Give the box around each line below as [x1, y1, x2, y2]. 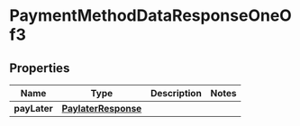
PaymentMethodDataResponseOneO [9, 5, 293, 26]
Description [150, 87, 203, 99]
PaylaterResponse [61, 103, 142, 114]
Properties [9, 60, 70, 76]
